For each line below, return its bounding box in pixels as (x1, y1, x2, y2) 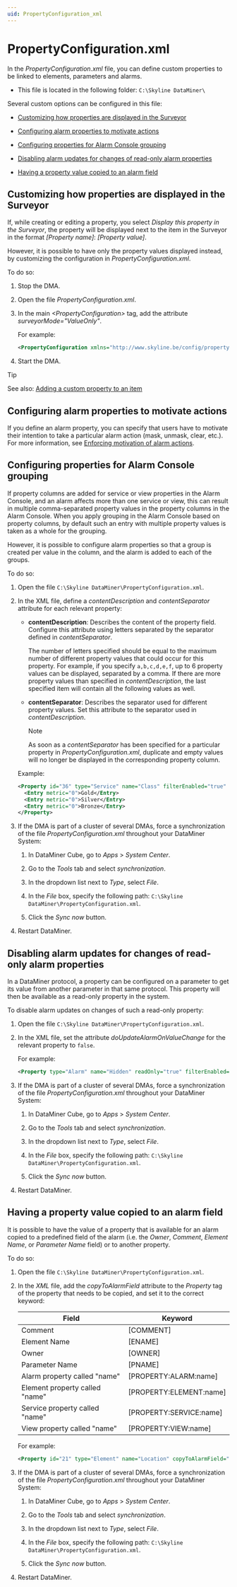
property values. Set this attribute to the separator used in (28, 705, 197, 714)
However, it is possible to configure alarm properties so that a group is (7, 540, 212, 549)
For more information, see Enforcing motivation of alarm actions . (7, 439, 195, 447)
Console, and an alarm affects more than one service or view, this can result (7, 496, 229, 505)
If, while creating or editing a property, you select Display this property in (7, 218, 220, 227)
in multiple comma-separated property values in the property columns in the (7, 504, 230, 512)
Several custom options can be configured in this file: (7, 99, 162, 108)
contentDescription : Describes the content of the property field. (28, 617, 217, 626)
